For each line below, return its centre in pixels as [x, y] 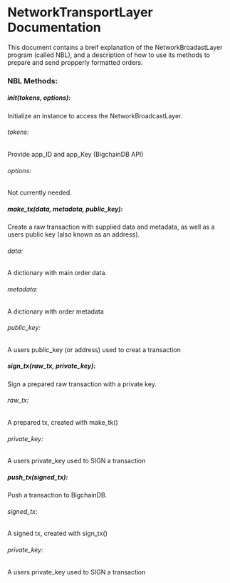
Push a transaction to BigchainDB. [57, 495]
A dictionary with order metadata [56, 311]
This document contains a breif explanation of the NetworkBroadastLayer [115, 47]
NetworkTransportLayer [80, 12]
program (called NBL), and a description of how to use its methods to [109, 55]
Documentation [54, 27]
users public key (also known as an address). [74, 234]
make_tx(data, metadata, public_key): [65, 209]
